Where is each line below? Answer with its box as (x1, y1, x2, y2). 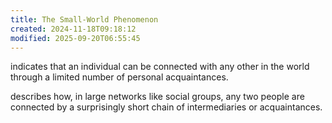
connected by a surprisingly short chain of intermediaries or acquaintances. (10, 101, 323, 113)
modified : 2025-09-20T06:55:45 (10, 33, 141, 43)
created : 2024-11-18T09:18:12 (10, 24, 137, 34)
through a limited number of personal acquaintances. (10, 71, 229, 83)
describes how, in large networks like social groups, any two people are (10, 91, 305, 103)
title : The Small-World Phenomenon (10, 14, 159, 25)
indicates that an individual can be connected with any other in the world (10, 61, 310, 73)
